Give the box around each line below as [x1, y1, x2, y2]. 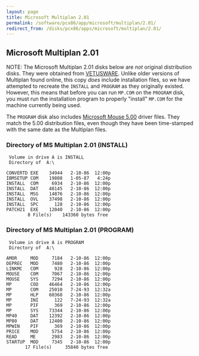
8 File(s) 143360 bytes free [27, 212, 109, 218]
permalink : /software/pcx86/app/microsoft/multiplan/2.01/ [6, 20, 157, 26]
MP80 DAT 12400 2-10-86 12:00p [6, 318, 111, 324]
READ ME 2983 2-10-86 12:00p [6, 333, 111, 340]
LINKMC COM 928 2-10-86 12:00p [6, 266, 111, 272]
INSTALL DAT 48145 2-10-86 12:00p [6, 186, 111, 192]
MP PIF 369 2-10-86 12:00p [6, 302, 111, 308]
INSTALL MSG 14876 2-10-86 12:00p [6, 191, 111, 197]
